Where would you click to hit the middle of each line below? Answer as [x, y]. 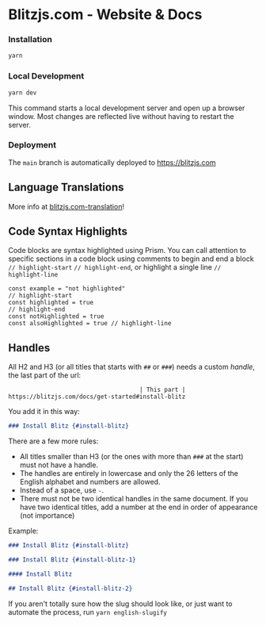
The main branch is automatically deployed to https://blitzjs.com [112, 162]
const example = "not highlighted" [67, 289]
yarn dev [23, 93]
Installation [30, 40]
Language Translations [66, 188]
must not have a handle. [59, 465]
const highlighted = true [51, 303]
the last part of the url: [45, 375]
